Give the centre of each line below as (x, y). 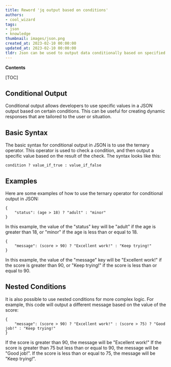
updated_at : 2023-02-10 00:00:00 (41, 48)
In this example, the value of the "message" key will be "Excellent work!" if (83, 260)
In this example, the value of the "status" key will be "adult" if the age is (81, 226)
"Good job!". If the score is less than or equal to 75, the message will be (80, 353)
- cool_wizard (20, 19)
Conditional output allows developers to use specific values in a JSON (79, 106)
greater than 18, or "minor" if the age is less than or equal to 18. (72, 232)
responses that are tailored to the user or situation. (58, 117)
